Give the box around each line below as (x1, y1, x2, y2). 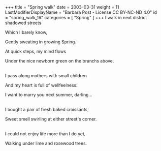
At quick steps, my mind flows (5, 49, 66, 54)
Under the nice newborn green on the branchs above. (5, 58, 114, 63)
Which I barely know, (5, 30, 48, 35)
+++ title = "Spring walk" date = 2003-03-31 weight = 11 (5, 4, 119, 10)
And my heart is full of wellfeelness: (5, 82, 78, 88)
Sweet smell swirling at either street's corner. (5, 116, 97, 122)
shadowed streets (5, 20, 42, 26)
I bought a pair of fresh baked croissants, (5, 107, 89, 112)
